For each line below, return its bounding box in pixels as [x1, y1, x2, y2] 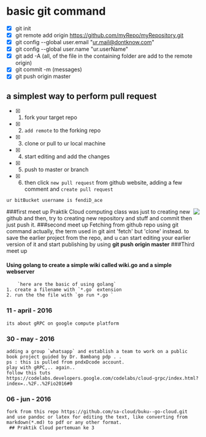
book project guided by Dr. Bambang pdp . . [6, 354, 122, 360]
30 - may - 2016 [6, 335, 55, 343]
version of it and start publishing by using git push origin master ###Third [6, 241, 195, 248]
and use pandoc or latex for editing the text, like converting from [6, 414, 188, 420]
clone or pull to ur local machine [24, 140, 106, 147]
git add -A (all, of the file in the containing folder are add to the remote [15, 52, 193, 60]
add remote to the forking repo [24, 127, 101, 134]
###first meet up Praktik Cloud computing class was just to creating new [6, 208, 191, 215]
